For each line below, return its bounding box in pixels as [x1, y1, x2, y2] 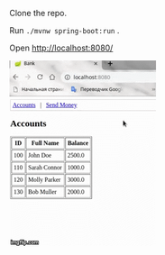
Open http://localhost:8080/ [9, 42, 114, 53]
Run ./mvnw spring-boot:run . [9, 25, 120, 35]
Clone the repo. [9, 8, 68, 18]
